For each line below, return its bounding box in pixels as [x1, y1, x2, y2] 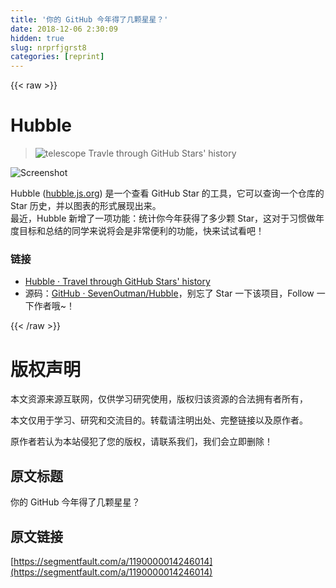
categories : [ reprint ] [10, 52, 105, 62]
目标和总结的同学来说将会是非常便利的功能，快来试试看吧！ [18, 225, 265, 237]
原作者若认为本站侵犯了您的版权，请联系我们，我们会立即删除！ [10, 436, 273, 448]
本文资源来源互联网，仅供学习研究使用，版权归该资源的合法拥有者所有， [10, 393, 308, 405]
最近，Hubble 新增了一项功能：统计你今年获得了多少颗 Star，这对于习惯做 [10, 212, 317, 225]
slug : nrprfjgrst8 [10, 42, 87, 53]
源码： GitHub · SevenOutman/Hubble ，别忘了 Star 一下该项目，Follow [24, 287, 315, 300]
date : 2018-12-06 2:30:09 [10, 24, 118, 34]
